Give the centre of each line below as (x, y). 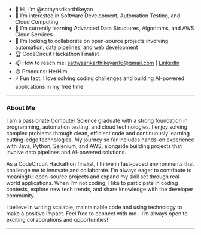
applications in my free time (49, 87)
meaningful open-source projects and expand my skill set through (88, 177)
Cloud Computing (36, 22)
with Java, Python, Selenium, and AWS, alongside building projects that (94, 146)
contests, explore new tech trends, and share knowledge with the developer (100, 189)
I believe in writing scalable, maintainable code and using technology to (94, 207)
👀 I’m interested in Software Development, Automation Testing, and (98, 16)
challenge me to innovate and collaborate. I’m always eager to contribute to (99, 171)
